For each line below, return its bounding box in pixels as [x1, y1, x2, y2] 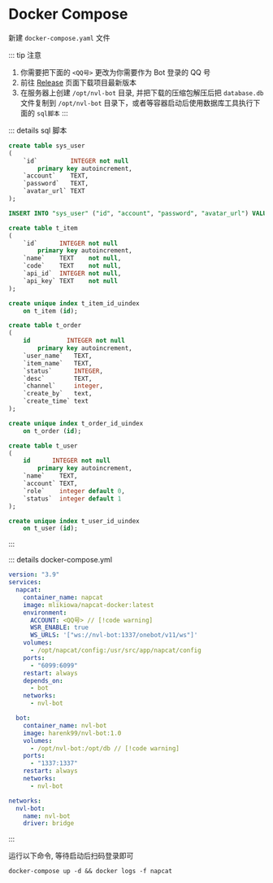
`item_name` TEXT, [23, 359, 93, 367]
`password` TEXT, [23, 180, 89, 188]
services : [8, 579, 42, 587]
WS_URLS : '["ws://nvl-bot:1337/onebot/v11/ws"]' [29, 632, 198, 640]
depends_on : [23, 676, 63, 684]
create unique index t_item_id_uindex [8, 299, 140, 308]
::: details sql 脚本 [8, 125, 67, 135]
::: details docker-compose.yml [8, 555, 112, 565]
